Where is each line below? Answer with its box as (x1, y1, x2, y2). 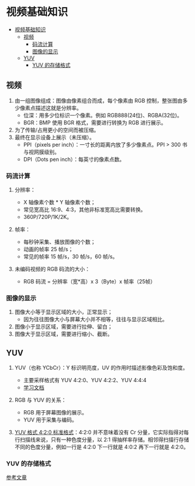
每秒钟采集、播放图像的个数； (23, 238, 96, 245)
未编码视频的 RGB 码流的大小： (14, 265, 90, 273)
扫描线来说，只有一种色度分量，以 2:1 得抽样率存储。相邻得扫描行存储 (19, 436, 189, 443)
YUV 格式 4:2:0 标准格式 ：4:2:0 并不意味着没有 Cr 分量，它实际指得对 (14, 429, 184, 436)
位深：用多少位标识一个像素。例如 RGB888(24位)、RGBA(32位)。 (23, 112, 183, 119)
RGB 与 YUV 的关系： (14, 397, 66, 404)
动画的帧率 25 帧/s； (23, 246, 73, 253)
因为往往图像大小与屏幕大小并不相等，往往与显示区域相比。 (23, 316, 168, 323)
